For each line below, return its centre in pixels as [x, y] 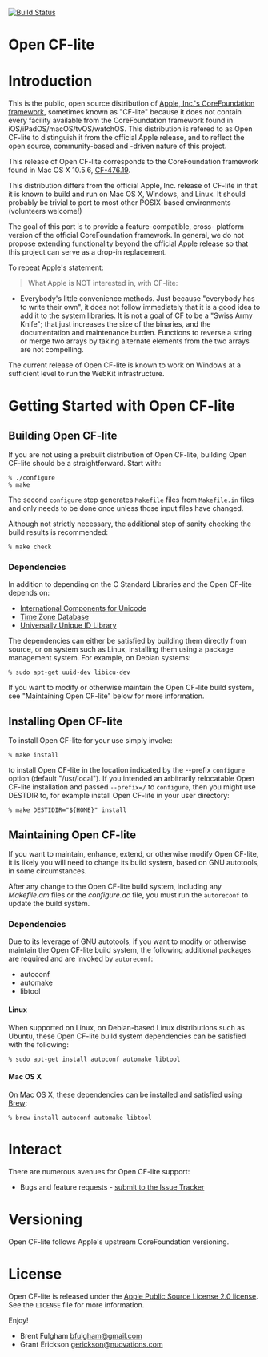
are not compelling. [52, 350]
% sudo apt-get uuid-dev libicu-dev [69, 672]
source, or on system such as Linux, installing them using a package [121, 649]
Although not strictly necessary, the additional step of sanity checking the [130, 524]
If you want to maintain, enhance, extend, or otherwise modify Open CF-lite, [134, 854]
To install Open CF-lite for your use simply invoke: [90, 741]
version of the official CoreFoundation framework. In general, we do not [126, 235]
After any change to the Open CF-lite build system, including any [115, 887]
